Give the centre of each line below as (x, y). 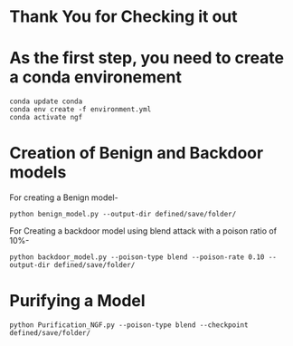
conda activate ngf (46, 118)
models (38, 173)
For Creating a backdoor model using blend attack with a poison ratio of (143, 231)
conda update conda (46, 101)
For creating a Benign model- (64, 197)
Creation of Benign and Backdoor (137, 154)
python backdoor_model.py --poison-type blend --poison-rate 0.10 (137, 257)
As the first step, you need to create (147, 58)
